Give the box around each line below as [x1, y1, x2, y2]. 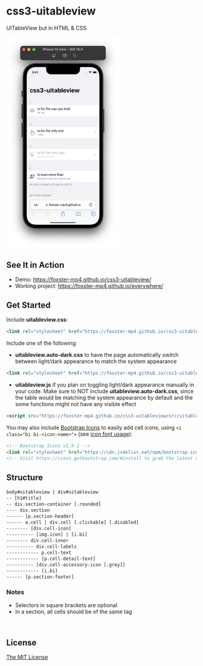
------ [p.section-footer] [6, 574, 74, 580]
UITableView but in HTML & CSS [6, 24, 86, 32]
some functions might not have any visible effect [14, 400, 137, 407]
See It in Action [6, 259, 65, 270]
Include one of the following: [6, 339, 77, 347]
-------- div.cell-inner [6, 538, 69, 544]
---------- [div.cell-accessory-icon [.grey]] [6, 562, 126, 568]
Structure [6, 472, 43, 482]
